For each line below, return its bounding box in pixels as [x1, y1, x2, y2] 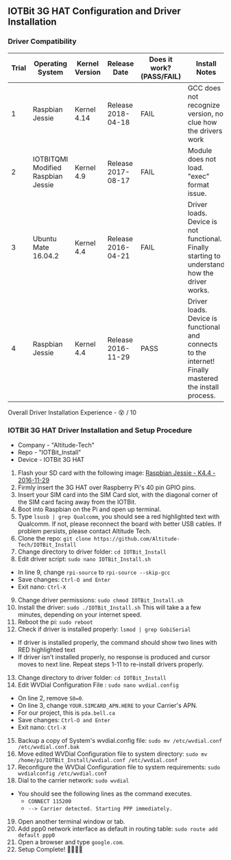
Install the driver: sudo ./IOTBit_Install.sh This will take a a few [17, 603, 202, 611]
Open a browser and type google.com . [17, 837, 124, 846]
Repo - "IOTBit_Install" [17, 448, 82, 456]
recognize [187, 100, 220, 110]
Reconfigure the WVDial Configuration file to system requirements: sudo [17, 763, 221, 771]
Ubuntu [32, 234, 57, 243]
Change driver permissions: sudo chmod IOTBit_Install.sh [17, 595, 184, 604]
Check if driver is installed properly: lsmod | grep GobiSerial [17, 625, 191, 633]
